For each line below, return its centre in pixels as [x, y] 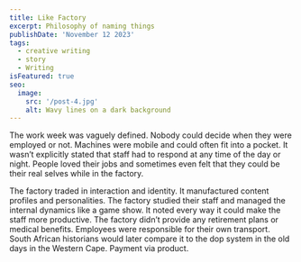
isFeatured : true [42, 77]
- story [32, 59]
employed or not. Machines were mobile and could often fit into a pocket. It [149, 145]
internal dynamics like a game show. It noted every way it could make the [145, 210]
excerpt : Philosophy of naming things [82, 26]
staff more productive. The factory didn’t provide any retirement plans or [144, 220]
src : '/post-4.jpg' [62, 101]
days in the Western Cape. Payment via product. [99, 248]
